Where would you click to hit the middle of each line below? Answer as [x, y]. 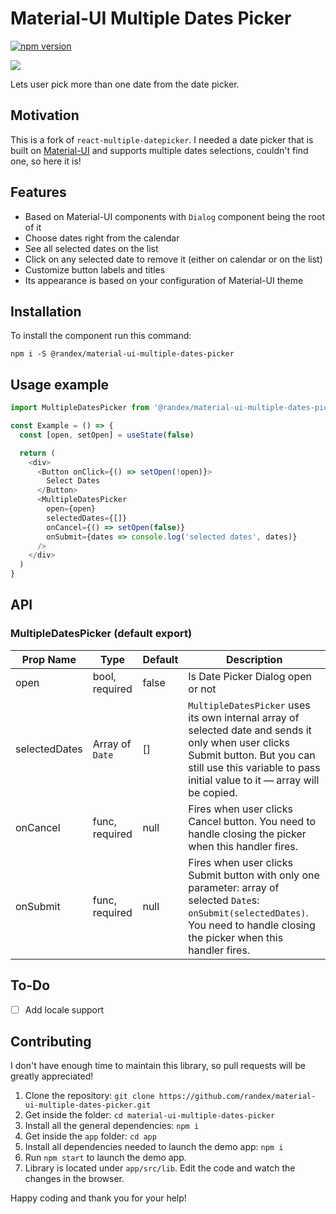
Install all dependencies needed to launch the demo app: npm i [154, 1147]
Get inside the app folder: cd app [90, 1136]
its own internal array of [244, 717]
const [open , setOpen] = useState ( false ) [107, 435]
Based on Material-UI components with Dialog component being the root [174, 216]
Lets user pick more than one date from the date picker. [125, 84]
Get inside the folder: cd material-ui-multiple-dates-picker [150, 1115]
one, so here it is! [46, 161]
